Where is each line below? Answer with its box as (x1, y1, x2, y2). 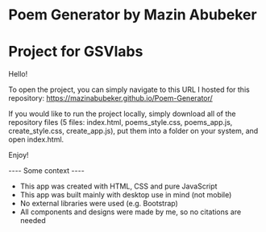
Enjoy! (8, 151, 30, 160)
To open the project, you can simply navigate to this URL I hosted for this (8, 85, 250, 94)
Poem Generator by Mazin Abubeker (8, 6, 257, 24)
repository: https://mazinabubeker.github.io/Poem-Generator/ (8, 93, 214, 103)
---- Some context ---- (8, 166, 85, 176)
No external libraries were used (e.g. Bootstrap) (19, 199, 179, 209)
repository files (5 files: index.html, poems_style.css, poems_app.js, (8, 118, 233, 127)
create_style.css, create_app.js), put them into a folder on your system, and (8, 126, 259, 136)
